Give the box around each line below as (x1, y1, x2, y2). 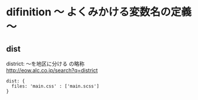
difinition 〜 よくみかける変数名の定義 (6, 5, 192, 19)
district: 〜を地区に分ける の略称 (6, 60, 85, 67)
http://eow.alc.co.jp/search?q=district (6, 67, 98, 74)
